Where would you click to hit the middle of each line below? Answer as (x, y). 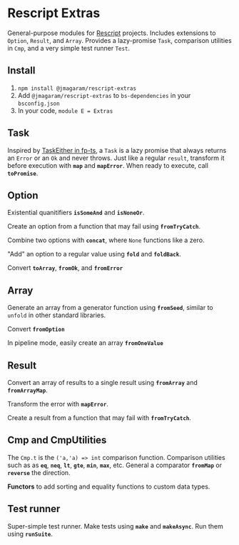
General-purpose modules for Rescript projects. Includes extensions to (112, 33)
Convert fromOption (36, 329)
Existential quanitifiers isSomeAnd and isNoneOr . (76, 213)
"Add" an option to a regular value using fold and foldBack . (95, 254)
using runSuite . (30, 534)
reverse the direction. (39, 472)
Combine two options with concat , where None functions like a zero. (106, 240)
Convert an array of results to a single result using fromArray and (102, 382)
